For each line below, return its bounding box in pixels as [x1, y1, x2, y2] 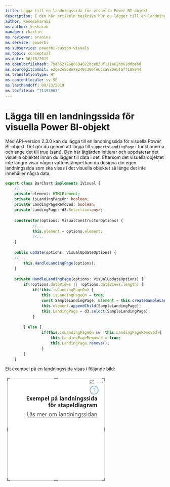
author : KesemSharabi [5, 19, 51, 24]
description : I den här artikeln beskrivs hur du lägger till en [5, 13, 146, 19]
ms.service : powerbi [5, 40, 49, 46]
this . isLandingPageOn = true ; [41, 293, 105, 298]
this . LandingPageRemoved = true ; [50, 335, 121, 341]
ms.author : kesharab [5, 24, 49, 29]
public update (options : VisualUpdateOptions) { [14, 250, 116, 255]
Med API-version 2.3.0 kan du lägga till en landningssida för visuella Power [5, 138, 161, 144]
